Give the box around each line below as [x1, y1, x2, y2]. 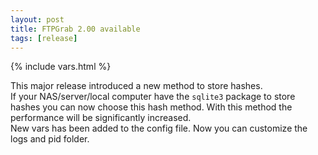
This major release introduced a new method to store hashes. [10, 80, 263, 92]
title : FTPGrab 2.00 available [10, 24, 141, 34]
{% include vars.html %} [10, 61, 112, 73]
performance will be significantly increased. [10, 112, 192, 124]
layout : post [10, 14, 65, 25]
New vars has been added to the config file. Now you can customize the [10, 122, 308, 135]
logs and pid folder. [10, 133, 90, 145]
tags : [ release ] [10, 33, 78, 43]
